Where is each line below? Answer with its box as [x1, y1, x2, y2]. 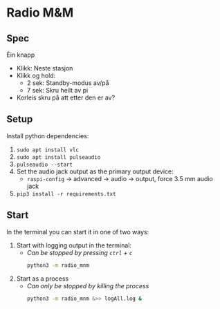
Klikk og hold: [16, 71, 56, 79]
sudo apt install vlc [16, 147, 79, 153]
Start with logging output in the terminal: [16, 241, 132, 250]
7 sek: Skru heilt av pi [26, 86, 89, 94]
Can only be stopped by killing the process [26, 281, 149, 290]
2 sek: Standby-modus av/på [26, 79, 109, 87]
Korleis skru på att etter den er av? [16, 93, 116, 102]
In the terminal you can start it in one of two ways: [6, 227, 149, 236]
